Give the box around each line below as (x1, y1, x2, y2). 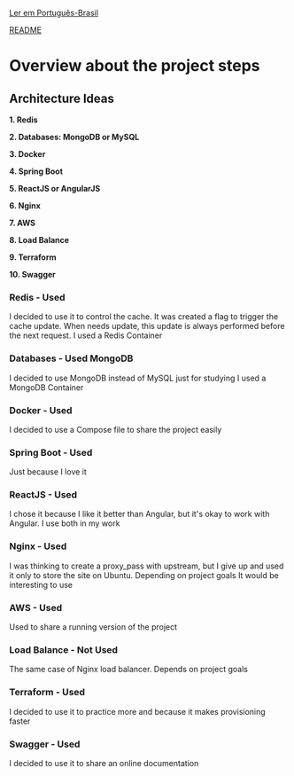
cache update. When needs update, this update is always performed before (9, 321, 285, 332)
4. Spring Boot (9, 166, 64, 176)
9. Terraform (9, 252, 57, 263)
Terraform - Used (9, 686, 86, 699)
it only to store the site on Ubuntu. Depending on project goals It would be (9, 569, 279, 580)
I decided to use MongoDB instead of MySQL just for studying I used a (9, 372, 267, 383)
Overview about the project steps (9, 56, 260, 76)
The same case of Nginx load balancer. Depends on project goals (9, 664, 248, 675)
